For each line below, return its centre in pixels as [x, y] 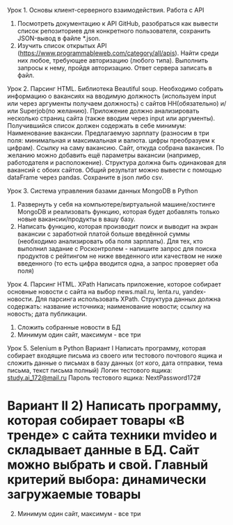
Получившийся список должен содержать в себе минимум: [97, 126]
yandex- [194, 292]
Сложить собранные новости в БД [69, 327]
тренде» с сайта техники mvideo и [112, 436]
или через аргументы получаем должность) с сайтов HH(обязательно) [113, 103]
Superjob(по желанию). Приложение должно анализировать [110, 111]
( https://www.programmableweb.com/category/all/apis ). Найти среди [118, 53]
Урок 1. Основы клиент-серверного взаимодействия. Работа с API [106, 10]
